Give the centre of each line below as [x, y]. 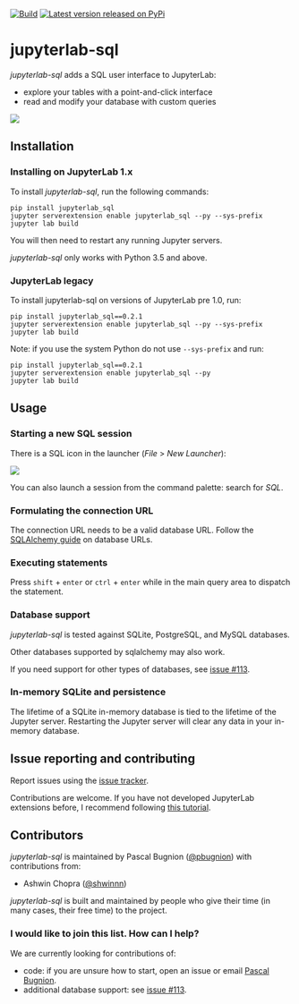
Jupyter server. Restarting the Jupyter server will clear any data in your [141, 721]
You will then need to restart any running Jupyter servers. [116, 240]
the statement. [37, 591]
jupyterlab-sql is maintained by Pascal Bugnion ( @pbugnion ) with [131, 857]
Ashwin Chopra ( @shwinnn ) [75, 884]
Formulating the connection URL [82, 510]
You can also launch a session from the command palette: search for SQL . [147, 487]
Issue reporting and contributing [103, 759]
